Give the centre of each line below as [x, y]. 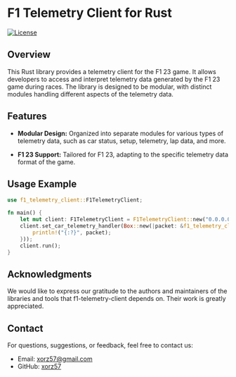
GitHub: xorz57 [39, 366]
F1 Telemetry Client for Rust [90, 13]
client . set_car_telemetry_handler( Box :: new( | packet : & [102, 226]
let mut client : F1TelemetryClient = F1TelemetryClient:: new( [113, 220]
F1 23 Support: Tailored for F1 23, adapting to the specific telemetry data [123, 154]
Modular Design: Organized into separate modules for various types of [120, 133]
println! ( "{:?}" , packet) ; [72, 233]
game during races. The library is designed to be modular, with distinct [110, 87]
